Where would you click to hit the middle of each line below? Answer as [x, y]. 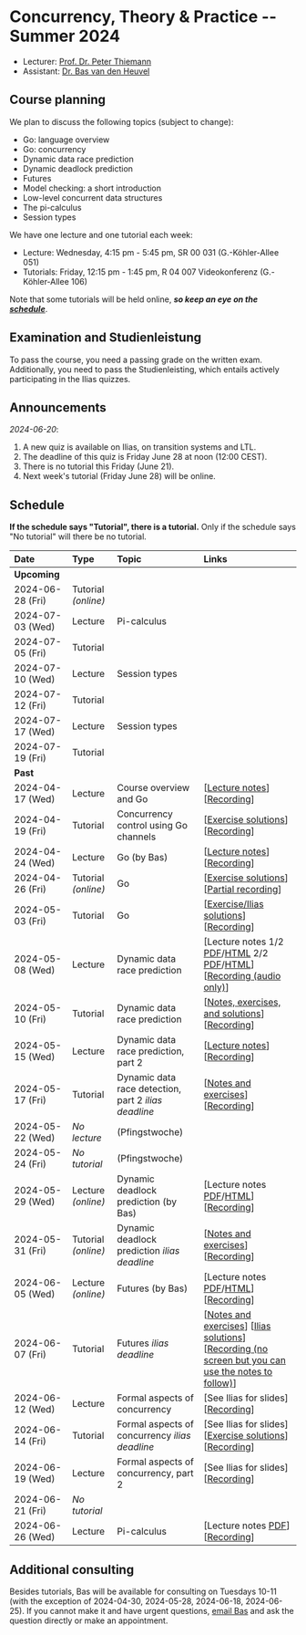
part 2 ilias [140, 1100]
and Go [133, 799]
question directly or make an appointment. [89, 1620]
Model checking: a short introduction [92, 188]
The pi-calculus [52, 207]
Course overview [153, 788]
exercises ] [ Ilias [237, 1327]
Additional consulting [72, 1570]
